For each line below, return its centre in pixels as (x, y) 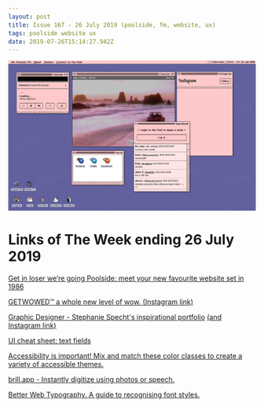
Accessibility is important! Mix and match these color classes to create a (125, 356)
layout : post (29, 16)
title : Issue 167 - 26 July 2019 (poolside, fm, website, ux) (112, 25)
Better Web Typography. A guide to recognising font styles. (104, 394)
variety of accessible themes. (56, 364)
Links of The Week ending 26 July (121, 240)
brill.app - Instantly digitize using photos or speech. (92, 379)
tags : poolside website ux (52, 33)
